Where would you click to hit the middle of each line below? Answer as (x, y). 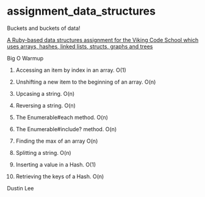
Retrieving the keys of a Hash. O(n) (60, 176)
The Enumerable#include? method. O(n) (66, 129)
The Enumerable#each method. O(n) (62, 117)
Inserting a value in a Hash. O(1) (56, 164)
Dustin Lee (20, 188)
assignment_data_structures (81, 11)
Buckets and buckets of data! (44, 28)
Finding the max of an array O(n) (57, 141)
